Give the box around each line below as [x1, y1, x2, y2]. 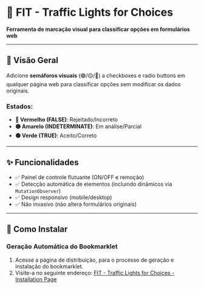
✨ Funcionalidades [6, 157, 79, 168]
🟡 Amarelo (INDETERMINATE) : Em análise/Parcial [15, 123, 141, 130]
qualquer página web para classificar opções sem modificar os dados [6, 80, 181, 87]
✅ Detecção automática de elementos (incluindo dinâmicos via [15, 180, 172, 188]
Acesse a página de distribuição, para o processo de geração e [15, 256, 174, 263]
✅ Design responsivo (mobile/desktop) [15, 194, 112, 201]
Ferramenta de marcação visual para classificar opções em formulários [6, 25, 190, 33]
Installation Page [15, 276, 57, 283]
